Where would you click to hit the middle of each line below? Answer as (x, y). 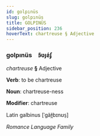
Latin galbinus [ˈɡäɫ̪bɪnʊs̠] (37, 115)
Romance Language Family (40, 127)
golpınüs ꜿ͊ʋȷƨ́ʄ (29, 55)
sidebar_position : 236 (34, 28)
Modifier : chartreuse (32, 103)
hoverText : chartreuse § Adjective (50, 34)
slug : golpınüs (25, 17)
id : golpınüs (22, 12)
